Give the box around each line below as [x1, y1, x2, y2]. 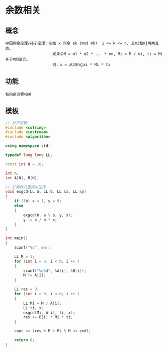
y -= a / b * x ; [23, 217, 57, 222]
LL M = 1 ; [14, 254, 35, 259]
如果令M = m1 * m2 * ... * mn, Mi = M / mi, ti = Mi [52, 51, 163, 56]
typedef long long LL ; [5, 153, 53, 158]
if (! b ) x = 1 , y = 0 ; [14, 198, 62, 204]
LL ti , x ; [23, 305, 44, 310]
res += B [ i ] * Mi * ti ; [23, 315, 73, 320]
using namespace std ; [5, 144, 51, 149]
